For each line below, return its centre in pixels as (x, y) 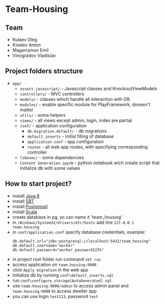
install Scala (25, 212)
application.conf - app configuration (66, 141)
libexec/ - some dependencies (52, 157)
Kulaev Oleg (25, 39)
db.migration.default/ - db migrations (67, 131)
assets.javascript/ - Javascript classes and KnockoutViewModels (88, 88)
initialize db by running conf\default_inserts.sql (63, 275)
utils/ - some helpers (43, 115)
